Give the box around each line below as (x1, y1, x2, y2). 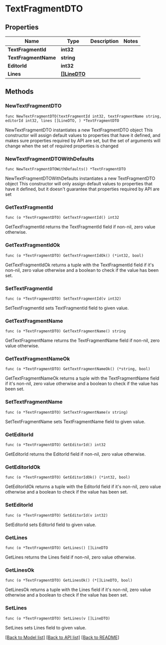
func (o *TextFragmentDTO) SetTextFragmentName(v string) (5, 410, 128, 415)
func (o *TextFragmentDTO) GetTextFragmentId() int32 (5, 215, 120, 220)
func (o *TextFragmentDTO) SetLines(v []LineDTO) (5, 616, 111, 621)
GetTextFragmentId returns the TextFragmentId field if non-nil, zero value (5, 224, 156, 230)
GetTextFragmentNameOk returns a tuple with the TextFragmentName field (5, 375, 160, 381)
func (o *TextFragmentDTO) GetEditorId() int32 (5, 443, 106, 448)
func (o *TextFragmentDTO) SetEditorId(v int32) (5, 513, 108, 518)
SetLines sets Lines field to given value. (5, 625, 87, 631)
